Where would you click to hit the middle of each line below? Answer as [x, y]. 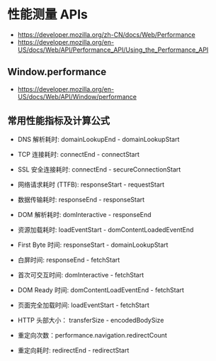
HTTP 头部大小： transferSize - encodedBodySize [91, 320]
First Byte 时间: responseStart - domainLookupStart [93, 245]
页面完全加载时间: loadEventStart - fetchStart [84, 305]
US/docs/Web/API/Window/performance [77, 96]
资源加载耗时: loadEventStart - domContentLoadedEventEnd [106, 229]
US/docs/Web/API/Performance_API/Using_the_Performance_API [113, 50]
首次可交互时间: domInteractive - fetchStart [81, 274]
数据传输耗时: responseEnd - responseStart [81, 199]
